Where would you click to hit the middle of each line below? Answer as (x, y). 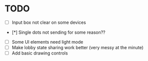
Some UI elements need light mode (47, 42)
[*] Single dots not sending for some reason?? (58, 32)
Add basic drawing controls (40, 53)
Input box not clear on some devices (49, 22)
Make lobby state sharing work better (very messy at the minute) (77, 48)
